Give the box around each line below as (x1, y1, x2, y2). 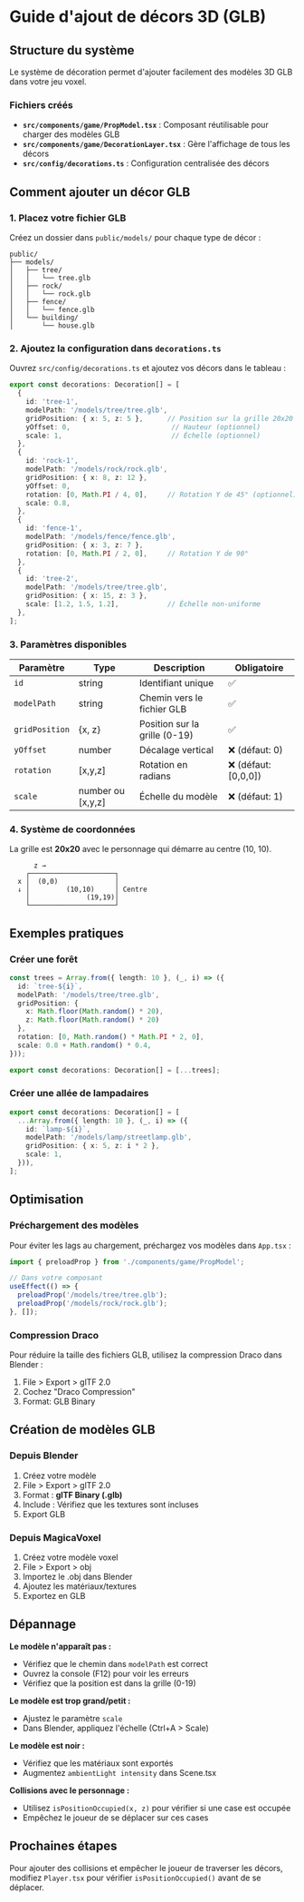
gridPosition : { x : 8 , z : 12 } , (25, 473, 147, 482)
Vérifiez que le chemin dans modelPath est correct (22, 1658, 208, 1669)
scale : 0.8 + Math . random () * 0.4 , (17, 1041, 152, 1050)
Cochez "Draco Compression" (22, 1387, 136, 1397)
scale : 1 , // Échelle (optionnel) (25, 431, 261, 440)
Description (153, 661, 205, 673)
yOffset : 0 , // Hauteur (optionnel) (25, 422, 261, 432)
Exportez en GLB (22, 1591, 86, 1602)
